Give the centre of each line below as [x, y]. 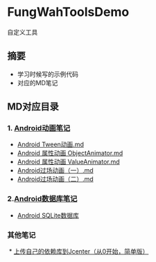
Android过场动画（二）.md [55, 179]
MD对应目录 [33, 107]
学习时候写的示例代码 [47, 74]
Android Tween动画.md [51, 145]
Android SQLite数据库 [48, 215]
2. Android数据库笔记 [42, 199]
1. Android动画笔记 [39, 128]
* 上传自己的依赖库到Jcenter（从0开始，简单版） [79, 252]
